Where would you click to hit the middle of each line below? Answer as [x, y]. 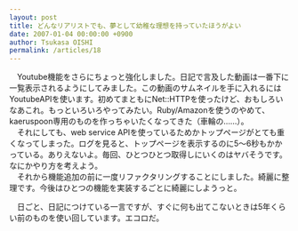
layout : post [33, 17]
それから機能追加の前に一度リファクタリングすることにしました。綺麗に [149, 177]
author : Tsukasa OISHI [51, 42]
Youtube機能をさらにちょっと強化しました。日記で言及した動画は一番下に [153, 77]
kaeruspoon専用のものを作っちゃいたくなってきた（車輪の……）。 [129, 122]
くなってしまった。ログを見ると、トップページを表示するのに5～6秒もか [142, 144]
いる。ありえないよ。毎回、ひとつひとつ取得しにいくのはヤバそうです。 [156, 155]
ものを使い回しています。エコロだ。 [98, 218]
